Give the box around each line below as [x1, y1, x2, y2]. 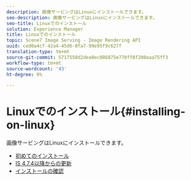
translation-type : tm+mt [6, 49, 70, 55]
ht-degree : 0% [6, 71, 43, 77]
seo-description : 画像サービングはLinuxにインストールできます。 [6, 15, 157, 21]
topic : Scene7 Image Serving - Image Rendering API [6, 37, 141, 43]
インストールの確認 [15, 167, 64, 175]
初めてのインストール [15, 152, 69, 159]
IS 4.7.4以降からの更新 [15, 160, 72, 167]
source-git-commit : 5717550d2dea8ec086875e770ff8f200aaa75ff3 [6, 54, 168, 60]
